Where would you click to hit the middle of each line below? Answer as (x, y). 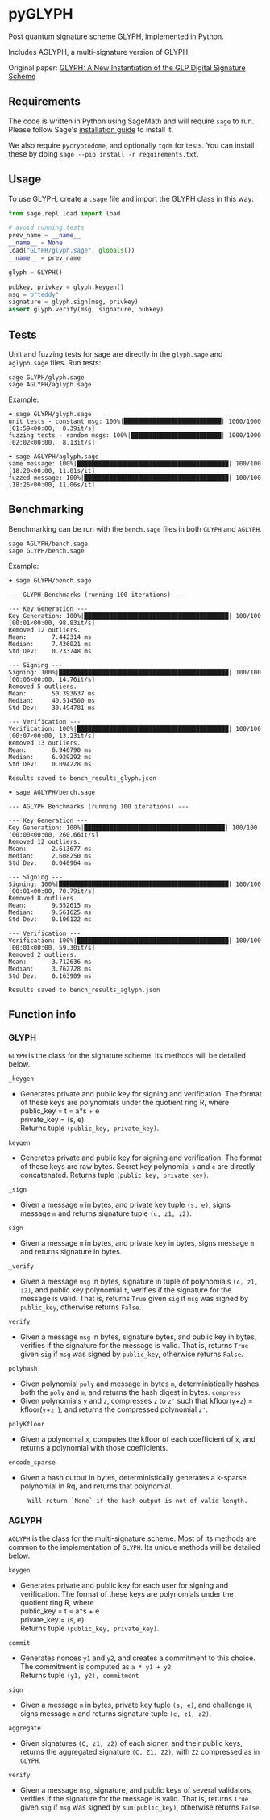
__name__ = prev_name (45, 258)
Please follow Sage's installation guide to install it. (91, 129)
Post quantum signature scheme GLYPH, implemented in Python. (116, 36)
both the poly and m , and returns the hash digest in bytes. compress (131, 1392)
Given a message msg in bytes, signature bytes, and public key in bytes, (138, 1337)
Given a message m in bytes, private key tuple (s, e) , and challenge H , (136, 1705)
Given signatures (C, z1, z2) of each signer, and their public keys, (131, 1743)
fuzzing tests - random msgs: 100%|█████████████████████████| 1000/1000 (135, 436)
